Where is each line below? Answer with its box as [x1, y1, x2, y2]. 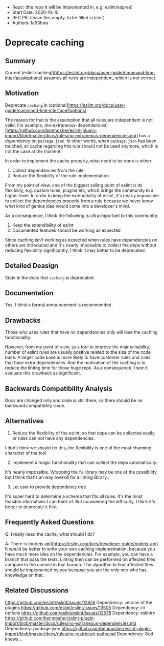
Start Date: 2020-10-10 [12, 9, 59, 15]
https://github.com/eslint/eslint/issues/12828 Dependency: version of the [5, 599, 153, 605]
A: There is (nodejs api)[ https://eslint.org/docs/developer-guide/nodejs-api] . [5, 541, 159, 547]
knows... [5, 636, 23, 642]
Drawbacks [5, 316, 41, 324]
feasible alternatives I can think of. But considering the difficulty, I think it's [5, 498, 156, 504]
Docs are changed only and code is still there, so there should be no [5, 398, 143, 403]
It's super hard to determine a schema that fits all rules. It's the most [5, 493, 143, 499]
